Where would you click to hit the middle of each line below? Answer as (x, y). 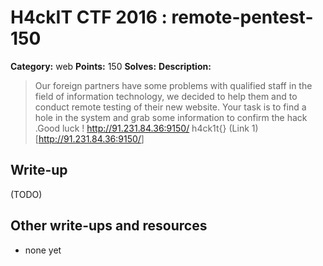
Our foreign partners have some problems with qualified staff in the (173, 85)
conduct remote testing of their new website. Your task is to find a (170, 107)
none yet (43, 250)
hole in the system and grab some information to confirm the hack (171, 117)
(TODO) (26, 194)
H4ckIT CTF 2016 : (89, 17)
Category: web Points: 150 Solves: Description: (111, 66)
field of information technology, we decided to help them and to (166, 96)
